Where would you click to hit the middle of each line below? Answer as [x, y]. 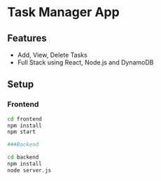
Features [27, 38]
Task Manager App [64, 12]
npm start [22, 132]
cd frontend [24, 119]
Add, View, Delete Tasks [52, 55]
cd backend [23, 157]
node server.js [29, 170]
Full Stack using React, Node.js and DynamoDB [85, 62]
